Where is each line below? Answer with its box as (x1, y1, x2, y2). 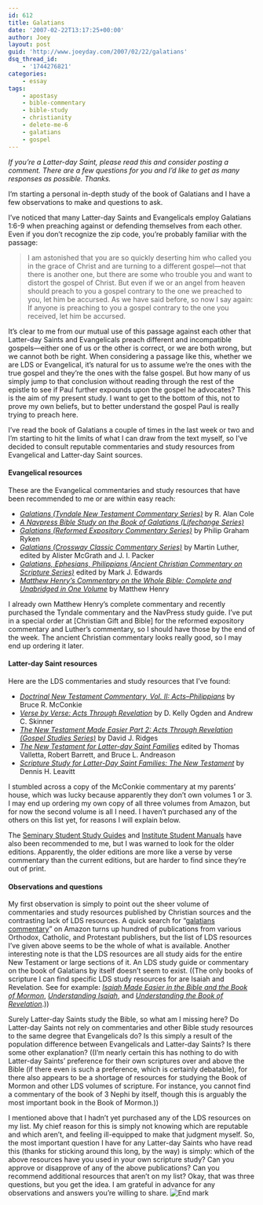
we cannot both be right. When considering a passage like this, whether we (8, 351, 253, 361)
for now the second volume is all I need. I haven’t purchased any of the (8, 806, 238, 816)
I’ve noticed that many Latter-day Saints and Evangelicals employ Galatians (8, 213, 251, 222)
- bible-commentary (22, 99, 86, 107)
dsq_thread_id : (8, 56, 58, 64)
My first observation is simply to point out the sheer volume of (8, 900, 210, 909)
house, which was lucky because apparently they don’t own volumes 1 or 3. (8, 790, 253, 799)
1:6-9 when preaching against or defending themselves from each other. (8, 221, 243, 230)
